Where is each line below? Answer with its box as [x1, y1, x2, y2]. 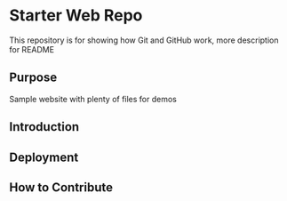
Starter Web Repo [9, 5, 143, 26]
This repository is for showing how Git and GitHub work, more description [9, 35, 279, 45]
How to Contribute [9, 180, 114, 195]
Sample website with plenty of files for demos [9, 93, 178, 104]
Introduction [9, 119, 80, 134]
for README [9, 44, 55, 54]
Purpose [9, 70, 58, 85]
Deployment [9, 149, 79, 165]
